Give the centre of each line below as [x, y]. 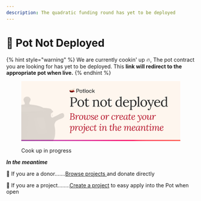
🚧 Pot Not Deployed [55, 43]
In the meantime [27, 162]
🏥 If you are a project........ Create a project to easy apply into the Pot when [97, 185]
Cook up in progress [46, 150]
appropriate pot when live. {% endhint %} [59, 72]
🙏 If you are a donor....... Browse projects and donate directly [80, 173]
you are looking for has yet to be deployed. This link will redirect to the [94, 66]
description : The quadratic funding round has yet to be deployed [91, 13]
